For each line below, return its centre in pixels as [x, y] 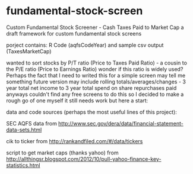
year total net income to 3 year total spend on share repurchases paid [91, 88]
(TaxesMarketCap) [29, 51]
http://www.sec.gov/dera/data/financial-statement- [121, 123]
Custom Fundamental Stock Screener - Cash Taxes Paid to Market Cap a [95, 27]
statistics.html [23, 165]
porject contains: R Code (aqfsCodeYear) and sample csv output [85, 45]
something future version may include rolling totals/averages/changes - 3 [96, 82]
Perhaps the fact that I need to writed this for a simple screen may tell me [96, 75]
